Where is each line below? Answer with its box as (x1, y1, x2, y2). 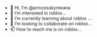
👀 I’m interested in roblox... (10, 10, 67, 16)
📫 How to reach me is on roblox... (10, 26, 82, 32)
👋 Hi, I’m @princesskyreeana (10, 5, 71, 10)
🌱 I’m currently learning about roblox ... (10, 15, 92, 21)
